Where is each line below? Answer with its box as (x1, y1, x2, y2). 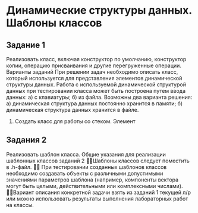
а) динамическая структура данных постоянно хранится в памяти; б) (6, 100, 183, 107)
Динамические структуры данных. (6, 4, 192, 17)
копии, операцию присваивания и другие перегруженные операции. (6, 62, 181, 69)
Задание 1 (6, 40, 46, 50)
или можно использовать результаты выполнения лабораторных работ (6, 195, 188, 202)
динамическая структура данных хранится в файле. (6, 106, 139, 113)
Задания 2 (6, 135, 47, 145)
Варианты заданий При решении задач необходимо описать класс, (6, 68, 178, 75)
